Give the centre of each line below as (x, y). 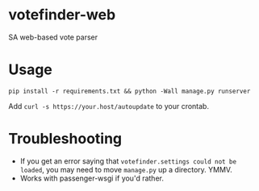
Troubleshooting (65, 139)
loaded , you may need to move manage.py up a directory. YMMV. (126, 169)
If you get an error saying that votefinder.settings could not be (128, 161)
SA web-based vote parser (53, 37)
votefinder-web (62, 15)
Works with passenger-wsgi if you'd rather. (92, 178)
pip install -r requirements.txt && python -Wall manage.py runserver (129, 91)
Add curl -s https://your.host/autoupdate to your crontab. (109, 106)
